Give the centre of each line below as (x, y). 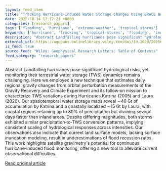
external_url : (20, 42)
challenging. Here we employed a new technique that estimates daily (75, 80)
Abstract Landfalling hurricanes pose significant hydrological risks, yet (77, 70)
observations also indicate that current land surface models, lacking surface (83, 133)
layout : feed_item (24, 10)
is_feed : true (20, 46)
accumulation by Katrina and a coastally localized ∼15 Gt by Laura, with (78, 106)
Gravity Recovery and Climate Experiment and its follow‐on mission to (76, 91)
